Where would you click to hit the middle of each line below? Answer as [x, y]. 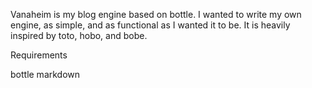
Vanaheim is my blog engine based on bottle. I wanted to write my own [156, 14]
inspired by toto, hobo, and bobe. [79, 35]
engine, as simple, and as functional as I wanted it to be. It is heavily [150, 25]
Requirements [39, 55]
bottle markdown [45, 74]
